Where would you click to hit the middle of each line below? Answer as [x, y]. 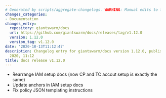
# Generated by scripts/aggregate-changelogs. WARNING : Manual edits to [82, 10]
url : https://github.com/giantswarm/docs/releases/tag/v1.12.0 [76, 33]
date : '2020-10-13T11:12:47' [35, 47]
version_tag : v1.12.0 [32, 42]
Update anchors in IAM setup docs [48, 85]
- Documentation [22, 19]
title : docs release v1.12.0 [35, 60]
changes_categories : [26, 14]
